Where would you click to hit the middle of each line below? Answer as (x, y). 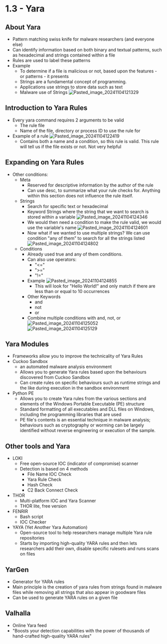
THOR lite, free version (43, 506)
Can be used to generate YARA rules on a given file (65, 597)
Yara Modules (27, 344)
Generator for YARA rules (38, 582)
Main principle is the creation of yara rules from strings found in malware (87, 587)
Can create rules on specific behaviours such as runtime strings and (90, 382)
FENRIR (20, 511)
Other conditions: (30, 174)
